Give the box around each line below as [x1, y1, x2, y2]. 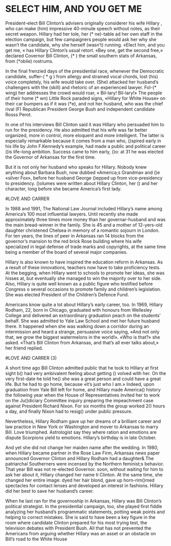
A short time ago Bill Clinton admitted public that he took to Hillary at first [5, 364, 159, 371]
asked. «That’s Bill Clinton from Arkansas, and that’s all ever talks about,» [5, 339, 159, 345]
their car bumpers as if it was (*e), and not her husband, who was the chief [5, 100, 163, 106]
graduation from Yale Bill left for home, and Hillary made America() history [5, 386, 161, 392]
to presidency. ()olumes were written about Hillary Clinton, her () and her [5, 180, 158, 186]
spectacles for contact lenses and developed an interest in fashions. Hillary [5, 482, 163, 489]
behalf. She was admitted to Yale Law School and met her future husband [5, 318, 160, 324]
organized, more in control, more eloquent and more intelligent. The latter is [5, 132, 164, 138]
